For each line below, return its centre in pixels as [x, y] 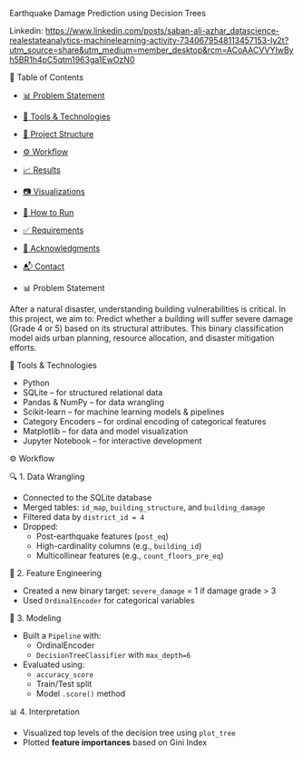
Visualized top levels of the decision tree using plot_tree [129, 732]
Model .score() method [81, 693]
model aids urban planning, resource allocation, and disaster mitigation [142, 338]
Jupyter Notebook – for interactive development [112, 441]
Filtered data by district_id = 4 [83, 517]
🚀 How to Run [48, 212]
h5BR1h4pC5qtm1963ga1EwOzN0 [72, 60]
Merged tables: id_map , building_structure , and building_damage [144, 507]
